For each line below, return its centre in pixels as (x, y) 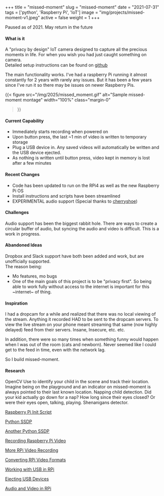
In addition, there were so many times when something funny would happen (82, 339)
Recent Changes (23, 174)
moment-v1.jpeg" (23, 18)
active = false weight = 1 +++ (70, 18)
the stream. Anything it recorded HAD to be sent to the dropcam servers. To (82, 319)
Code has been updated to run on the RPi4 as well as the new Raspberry (86, 185)
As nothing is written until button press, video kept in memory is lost (81, 158)
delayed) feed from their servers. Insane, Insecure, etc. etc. (65, 330)
